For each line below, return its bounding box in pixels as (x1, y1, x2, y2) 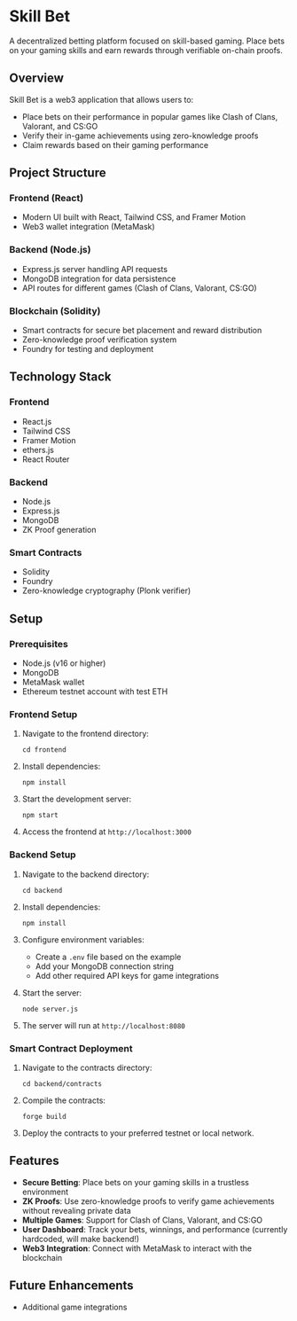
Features (9, 1153, 59, 1169)
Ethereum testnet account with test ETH (21, 686, 168, 697)
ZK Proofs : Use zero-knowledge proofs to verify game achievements (21, 1195, 275, 1207)
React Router (21, 454, 70, 465)
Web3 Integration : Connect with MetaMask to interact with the (21, 1243, 253, 1254)
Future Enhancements (9, 1278, 135, 1294)
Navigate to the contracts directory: (21, 1062, 152, 1073)
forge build (21, 1112, 66, 1121)
